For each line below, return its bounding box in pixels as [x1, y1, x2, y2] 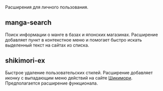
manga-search [5, 18, 52, 27]
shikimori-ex [5, 56, 45, 65]
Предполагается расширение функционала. [5, 80, 98, 86]
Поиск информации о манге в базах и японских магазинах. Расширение [5, 32, 158, 38]
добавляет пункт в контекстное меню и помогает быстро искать [5, 37, 142, 43]
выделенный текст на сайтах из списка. [5, 42, 89, 48]
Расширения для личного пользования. [5, 4, 89, 10]
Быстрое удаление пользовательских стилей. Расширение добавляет [5, 69, 153, 76]
